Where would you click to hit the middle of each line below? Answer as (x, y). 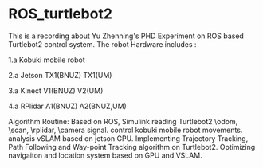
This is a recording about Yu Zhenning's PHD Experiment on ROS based (126, 36)
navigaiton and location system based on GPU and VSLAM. (106, 155)
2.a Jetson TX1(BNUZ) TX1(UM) (60, 75)
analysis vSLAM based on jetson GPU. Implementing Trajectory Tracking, (128, 138)
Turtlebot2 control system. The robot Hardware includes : (102, 44)
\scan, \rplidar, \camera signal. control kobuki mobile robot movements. (126, 130)
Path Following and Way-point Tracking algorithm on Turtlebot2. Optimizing (132, 147)
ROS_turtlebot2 (61, 14)
